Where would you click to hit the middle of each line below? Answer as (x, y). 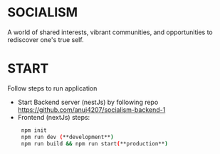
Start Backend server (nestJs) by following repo (88, 102)
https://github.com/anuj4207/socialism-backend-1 (91, 109)
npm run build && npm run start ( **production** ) (95, 143)
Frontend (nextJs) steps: (54, 117)
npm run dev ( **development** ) (67, 137)
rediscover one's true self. (46, 39)
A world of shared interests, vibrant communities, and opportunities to (110, 32)
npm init (34, 130)
